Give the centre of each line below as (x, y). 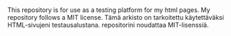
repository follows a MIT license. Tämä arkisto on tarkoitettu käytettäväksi (116, 18)
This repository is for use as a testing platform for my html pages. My (109, 10)
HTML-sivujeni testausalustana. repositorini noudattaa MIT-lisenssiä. (108, 25)
